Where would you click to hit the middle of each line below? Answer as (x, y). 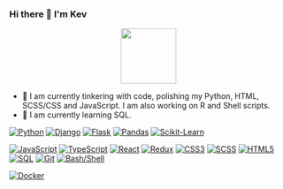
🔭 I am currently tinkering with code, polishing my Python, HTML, (140, 96)
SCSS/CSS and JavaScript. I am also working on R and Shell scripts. (146, 106)
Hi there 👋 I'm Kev (48, 14)
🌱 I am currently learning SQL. (76, 115)
